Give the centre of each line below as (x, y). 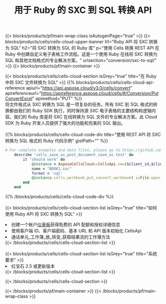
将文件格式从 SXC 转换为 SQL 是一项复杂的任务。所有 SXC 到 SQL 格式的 (79, 104)
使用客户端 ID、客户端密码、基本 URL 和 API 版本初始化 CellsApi (77, 231)
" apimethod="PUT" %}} (57, 99)
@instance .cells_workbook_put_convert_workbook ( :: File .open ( (97, 178)
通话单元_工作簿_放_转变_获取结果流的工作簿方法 (61, 237)
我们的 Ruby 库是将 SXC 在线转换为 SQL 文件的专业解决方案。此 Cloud (85, 117)
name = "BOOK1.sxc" (51, 169)
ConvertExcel (19, 99)
